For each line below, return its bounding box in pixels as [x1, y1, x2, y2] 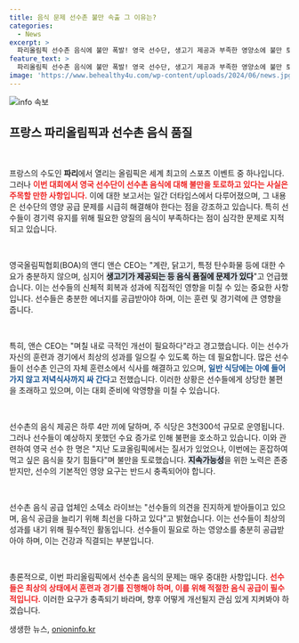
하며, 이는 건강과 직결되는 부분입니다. [25, 535, 154, 546]
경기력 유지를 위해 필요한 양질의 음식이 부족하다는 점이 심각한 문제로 [32, 212, 269, 223]
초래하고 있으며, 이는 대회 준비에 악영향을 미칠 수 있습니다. [18, 385, 221, 395]
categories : [9, 21, 53, 30]
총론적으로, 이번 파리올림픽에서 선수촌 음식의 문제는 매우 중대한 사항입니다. [9, 571, 269, 582]
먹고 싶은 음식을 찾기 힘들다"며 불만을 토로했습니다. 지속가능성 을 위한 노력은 [9, 454, 272, 465]
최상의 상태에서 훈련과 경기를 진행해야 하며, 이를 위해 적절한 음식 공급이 [25, 582, 269, 593]
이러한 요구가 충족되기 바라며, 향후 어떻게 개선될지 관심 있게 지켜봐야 [43, 593, 280, 604]
